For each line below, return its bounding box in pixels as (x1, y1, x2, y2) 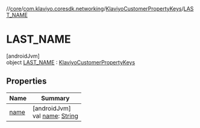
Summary (41, 94, 70, 102)
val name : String (32, 111, 78, 120)
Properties (6, 76, 47, 87)
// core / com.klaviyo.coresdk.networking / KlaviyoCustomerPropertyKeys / (6, 5, 184, 12)
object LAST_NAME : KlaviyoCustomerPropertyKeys (6, 58, 136, 66)
